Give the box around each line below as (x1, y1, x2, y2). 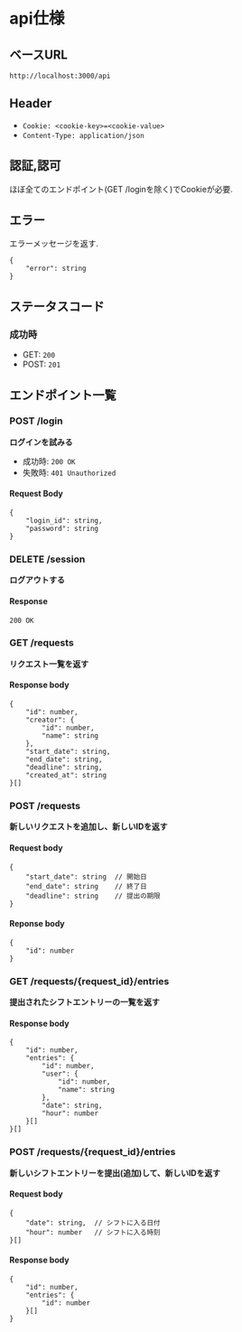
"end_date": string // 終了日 (25, 881, 147, 890)
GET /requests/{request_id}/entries (9, 974, 170, 987)
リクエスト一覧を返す (9, 658, 88, 669)
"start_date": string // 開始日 (25, 872, 147, 881)
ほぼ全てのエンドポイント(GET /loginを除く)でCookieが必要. (9, 183, 233, 194)
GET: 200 (22, 349, 56, 360)
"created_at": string (25, 771, 107, 780)
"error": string (25, 264, 88, 274)
